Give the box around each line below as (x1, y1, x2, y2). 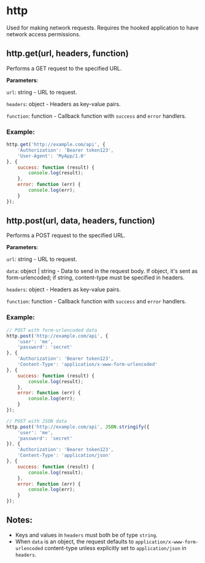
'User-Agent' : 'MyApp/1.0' (17, 153, 87, 159)
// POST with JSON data (6, 418, 68, 424)
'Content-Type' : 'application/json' (17, 452, 112, 459)
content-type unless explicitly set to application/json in (44, 544, 187, 551)
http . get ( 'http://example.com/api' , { (6, 142, 106, 148)
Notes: (6, 515, 33, 526)
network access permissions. (6, 30, 81, 37)
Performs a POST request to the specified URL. (6, 231, 126, 239)
